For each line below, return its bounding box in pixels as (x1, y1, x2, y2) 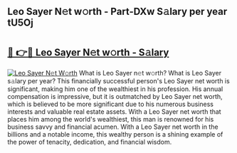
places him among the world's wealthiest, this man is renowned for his (7, 115, 214, 123)
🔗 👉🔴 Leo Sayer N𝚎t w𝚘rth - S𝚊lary (7, 46, 169, 58)
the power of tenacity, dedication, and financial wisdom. (7, 138, 172, 146)
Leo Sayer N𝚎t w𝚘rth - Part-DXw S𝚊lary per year (7, 6, 228, 18)
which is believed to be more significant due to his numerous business (7, 100, 214, 108)
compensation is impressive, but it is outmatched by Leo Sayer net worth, (7, 93, 223, 100)
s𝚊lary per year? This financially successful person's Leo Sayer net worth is (7, 77, 230, 85)
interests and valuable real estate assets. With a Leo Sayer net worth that (7, 107, 222, 116)
